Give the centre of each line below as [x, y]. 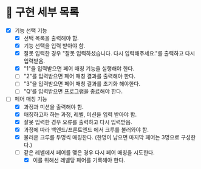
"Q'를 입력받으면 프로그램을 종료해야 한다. [73, 91]
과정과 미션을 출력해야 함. [54, 106]
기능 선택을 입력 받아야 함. [54, 46]
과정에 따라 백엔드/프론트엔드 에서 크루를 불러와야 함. [86, 129]
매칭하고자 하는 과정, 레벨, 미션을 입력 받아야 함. [80, 114]
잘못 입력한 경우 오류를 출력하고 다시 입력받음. [78, 122]
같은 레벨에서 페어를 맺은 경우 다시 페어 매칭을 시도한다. [89, 152]
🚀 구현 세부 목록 [43, 12]
